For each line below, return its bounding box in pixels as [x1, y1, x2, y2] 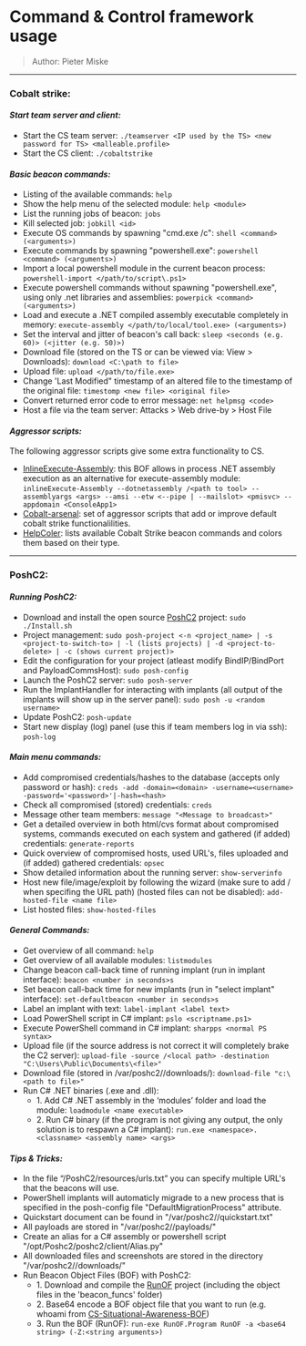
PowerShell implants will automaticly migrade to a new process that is [22, 1192, 285, 1204]
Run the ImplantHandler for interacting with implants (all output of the [22, 683, 283, 694]
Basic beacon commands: [9, 169, 111, 180]
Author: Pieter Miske [31, 56, 109, 67]
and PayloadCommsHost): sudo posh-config [22, 664, 189, 675]
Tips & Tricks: [9, 1153, 64, 1164]
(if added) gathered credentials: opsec [22, 857, 165, 868]
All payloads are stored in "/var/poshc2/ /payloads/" [22, 1221, 217, 1232]
